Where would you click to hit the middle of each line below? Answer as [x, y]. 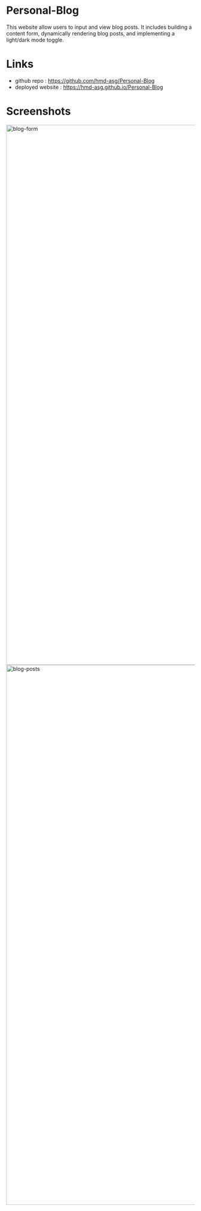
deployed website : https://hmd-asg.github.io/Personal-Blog [89, 87]
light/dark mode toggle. [35, 40]
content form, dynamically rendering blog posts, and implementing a [91, 33]
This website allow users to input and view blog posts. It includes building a [99, 27]
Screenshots [39, 111]
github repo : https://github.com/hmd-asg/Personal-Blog [85, 80]
